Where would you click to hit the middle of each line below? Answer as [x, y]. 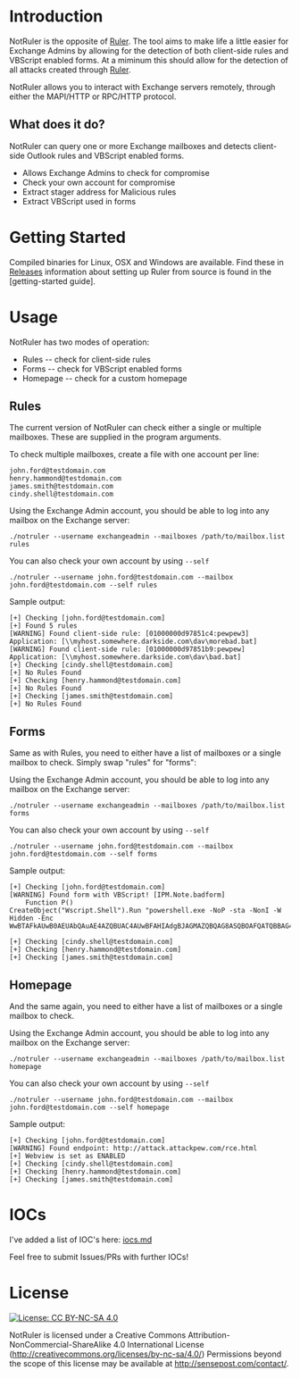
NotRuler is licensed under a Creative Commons [98, 1335]
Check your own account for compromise [99, 182]
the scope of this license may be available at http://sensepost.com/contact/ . [149, 1363]
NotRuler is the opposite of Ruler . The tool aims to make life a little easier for [149, 41]
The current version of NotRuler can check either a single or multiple [135, 428]
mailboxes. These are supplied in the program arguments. [115, 437]
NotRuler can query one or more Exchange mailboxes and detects [130, 146]
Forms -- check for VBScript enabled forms [102, 369]
